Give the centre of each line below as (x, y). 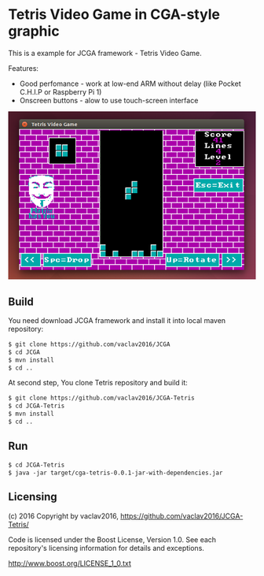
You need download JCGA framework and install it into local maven (117, 321)
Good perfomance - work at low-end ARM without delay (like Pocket (130, 84)
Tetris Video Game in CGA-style (114, 15)
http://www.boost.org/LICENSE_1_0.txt (70, 563)
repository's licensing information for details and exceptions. (106, 548)
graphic (34, 31)
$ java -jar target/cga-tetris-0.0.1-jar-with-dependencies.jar (115, 473)
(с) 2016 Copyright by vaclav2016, (64, 516)
